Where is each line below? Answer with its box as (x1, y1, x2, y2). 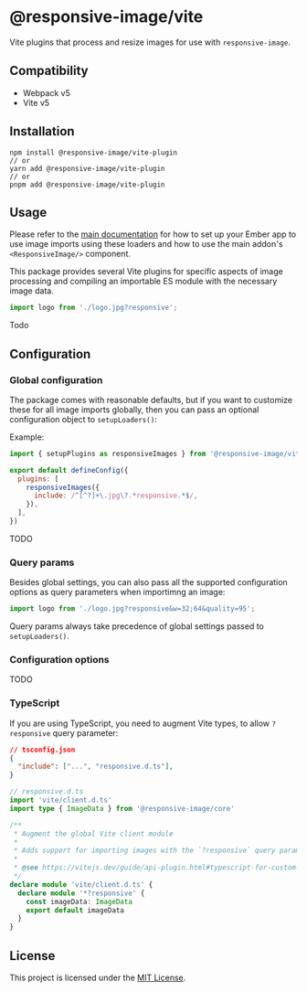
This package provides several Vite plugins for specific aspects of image (9, 266, 283, 277)
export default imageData (26, 905, 125, 915)
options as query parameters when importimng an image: (9, 587, 226, 598)
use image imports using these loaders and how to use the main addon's (9, 239, 283, 250)
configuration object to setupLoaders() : (9, 413, 157, 424)
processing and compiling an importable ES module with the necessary (9, 276, 278, 287)
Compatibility (9, 63, 89, 79)
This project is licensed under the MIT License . (9, 972, 186, 984)
